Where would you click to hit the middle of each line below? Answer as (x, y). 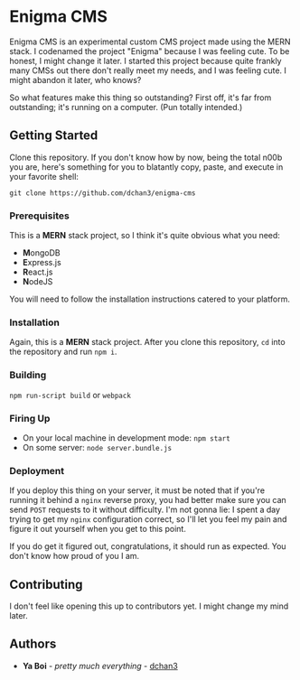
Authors (33, 644)
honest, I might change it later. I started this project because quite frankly (145, 61)
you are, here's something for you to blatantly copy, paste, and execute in (146, 167)
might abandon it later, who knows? (75, 79)
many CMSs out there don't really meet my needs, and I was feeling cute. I (148, 70)
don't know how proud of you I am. (75, 556)
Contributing (46, 584)
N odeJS (37, 282)
